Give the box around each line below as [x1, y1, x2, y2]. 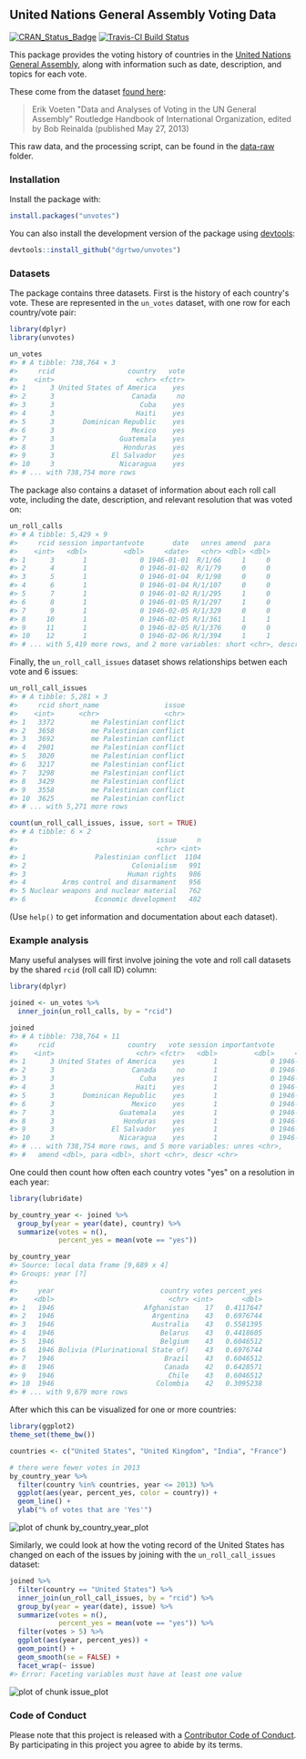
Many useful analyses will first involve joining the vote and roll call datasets [9, 955, 291, 966]
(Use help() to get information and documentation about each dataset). [9, 911, 278, 922]
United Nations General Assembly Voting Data [9, 7, 277, 23]
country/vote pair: [9, 307, 76, 318]
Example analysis [9, 933, 89, 946]
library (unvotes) [9, 333, 76, 342]
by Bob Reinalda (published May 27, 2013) [31, 123, 189, 134]
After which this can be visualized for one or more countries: [9, 1404, 237, 1415]
